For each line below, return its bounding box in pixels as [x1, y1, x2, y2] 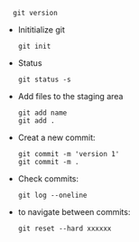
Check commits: [17, 173, 79, 184]
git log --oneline [17, 191, 88, 200]
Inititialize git [17, 24, 65, 35]
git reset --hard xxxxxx [17, 224, 112, 233]
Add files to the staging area [17, 91, 124, 101]
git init [17, 42, 51, 51]
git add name [17, 108, 68, 117]
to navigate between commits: [17, 207, 131, 217]
